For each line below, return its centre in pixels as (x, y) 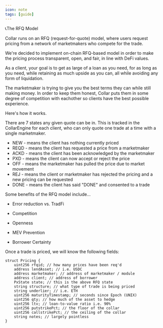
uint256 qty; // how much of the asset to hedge (65, 299)
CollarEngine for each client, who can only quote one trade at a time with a (81, 128)
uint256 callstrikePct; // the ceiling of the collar (70, 312)
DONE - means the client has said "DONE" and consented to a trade (81, 184)
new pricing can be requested (42, 179)
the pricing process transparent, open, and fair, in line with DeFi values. (77, 58)
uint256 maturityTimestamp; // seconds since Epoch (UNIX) (76, 295)
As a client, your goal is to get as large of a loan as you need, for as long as (81, 68)
